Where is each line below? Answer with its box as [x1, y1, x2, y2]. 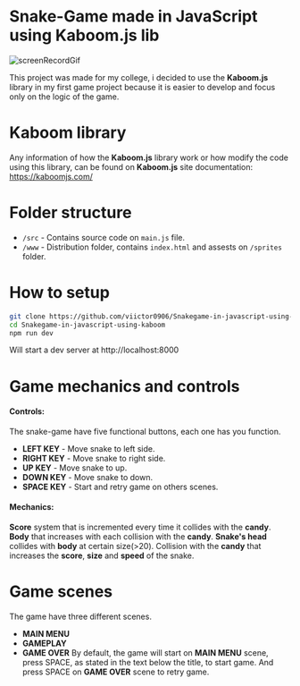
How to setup [9, 283, 110, 302]
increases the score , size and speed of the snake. [9, 550, 195, 561]
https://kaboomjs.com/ [9, 171, 94, 182]
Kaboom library [9, 123, 127, 143]
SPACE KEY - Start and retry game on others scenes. [21, 481, 219, 492]
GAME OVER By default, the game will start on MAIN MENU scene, [21, 647, 270, 658]
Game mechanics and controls [9, 376, 240, 396]
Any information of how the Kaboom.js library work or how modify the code [9, 152, 288, 163]
